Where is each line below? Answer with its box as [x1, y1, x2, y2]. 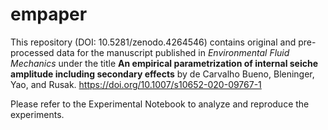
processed [10, 46, 55, 58]
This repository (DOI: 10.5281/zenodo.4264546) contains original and [10, 36, 297, 48]
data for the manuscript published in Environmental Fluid [56, 46, 290, 58]
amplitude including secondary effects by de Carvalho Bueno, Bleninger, [10, 68, 315, 80]
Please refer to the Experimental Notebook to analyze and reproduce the [10, 98, 310, 110]
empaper [10, 3, 88, 26]
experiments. [10, 108, 65, 120]
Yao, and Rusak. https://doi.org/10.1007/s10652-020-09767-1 [10, 78, 262, 90]
